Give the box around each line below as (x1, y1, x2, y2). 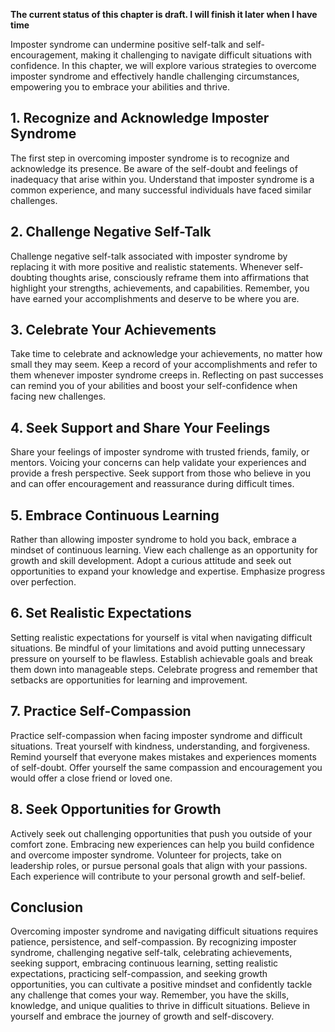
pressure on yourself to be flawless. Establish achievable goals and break (10, 652, 314, 664)
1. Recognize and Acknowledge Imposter (10, 110, 270, 127)
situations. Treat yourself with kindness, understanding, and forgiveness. (10, 740, 311, 752)
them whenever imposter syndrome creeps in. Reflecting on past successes (10, 369, 324, 381)
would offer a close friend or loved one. (10, 772, 173, 784)
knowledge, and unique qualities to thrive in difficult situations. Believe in (10, 1000, 311, 1012)
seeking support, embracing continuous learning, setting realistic (10, 957, 279, 969)
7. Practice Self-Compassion (10, 703, 192, 720)
